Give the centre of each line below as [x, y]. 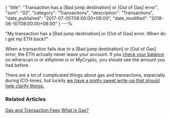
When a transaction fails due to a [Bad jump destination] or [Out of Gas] [81, 49]
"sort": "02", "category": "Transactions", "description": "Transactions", [80, 13]
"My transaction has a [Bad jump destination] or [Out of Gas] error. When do [86, 33]
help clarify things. [25, 86]
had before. [17, 65]
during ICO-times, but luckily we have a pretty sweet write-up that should [82, 80]
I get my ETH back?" [27, 39]
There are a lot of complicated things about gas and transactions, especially [85, 75]
